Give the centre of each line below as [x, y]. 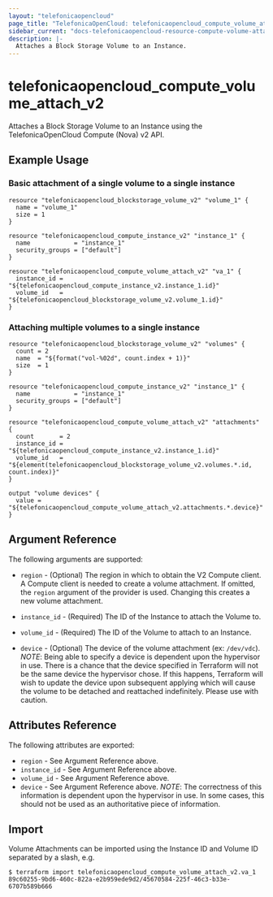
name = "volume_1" [47, 207]
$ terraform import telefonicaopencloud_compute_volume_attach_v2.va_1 [132, 873]
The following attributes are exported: [71, 745]
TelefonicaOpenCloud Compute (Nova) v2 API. [87, 135]
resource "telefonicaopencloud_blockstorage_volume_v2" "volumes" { [127, 344]
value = [29, 500]
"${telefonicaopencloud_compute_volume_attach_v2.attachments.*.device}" [136, 508]
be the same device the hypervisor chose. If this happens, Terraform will [142, 674]
